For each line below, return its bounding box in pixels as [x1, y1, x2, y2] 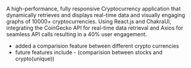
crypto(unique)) [15, 55, 55, 62]
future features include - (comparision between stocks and [15, 49, 163, 56]
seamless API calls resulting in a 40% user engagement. [6, 31, 147, 38]
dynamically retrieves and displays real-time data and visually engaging [6, 11, 186, 19]
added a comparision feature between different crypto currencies [15, 42, 179, 49]
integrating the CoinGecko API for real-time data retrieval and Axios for [6, 24, 184, 31]
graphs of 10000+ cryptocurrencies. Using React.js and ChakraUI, [6, 18, 172, 25]
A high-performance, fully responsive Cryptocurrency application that [6, 5, 181, 12]
